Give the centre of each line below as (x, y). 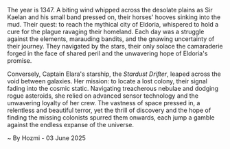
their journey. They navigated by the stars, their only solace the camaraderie (115, 46)
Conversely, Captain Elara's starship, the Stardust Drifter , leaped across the (114, 74)
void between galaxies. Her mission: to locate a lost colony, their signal (107, 81)
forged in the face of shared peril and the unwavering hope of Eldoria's (107, 53)
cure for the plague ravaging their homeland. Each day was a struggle (106, 31)
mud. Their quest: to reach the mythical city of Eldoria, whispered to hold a (113, 24)
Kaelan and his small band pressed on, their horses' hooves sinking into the (114, 17)
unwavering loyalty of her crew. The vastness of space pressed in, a (104, 103)
